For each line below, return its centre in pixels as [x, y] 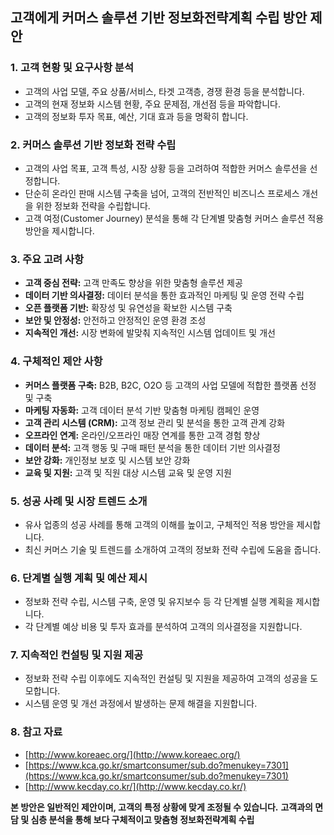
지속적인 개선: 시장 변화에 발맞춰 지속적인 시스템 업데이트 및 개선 [150, 333]
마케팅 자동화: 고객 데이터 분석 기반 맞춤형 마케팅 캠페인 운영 [142, 410]
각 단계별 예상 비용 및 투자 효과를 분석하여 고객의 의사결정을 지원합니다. [163, 627]
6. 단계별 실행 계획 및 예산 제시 [79, 578]
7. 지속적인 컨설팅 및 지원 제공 [77, 655]
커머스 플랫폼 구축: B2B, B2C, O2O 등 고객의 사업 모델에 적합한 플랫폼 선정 [170, 385]
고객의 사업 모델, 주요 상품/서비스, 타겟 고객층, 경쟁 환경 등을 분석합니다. [164, 91]
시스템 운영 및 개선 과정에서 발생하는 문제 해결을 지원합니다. [141, 704]
